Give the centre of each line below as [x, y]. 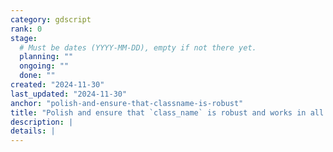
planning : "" [46, 57]
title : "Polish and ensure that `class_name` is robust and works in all [167, 112]
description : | [42, 122]
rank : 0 [26, 29]
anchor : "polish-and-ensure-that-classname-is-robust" [127, 103]
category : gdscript [51, 19]
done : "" [37, 76]
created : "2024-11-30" [57, 85]
